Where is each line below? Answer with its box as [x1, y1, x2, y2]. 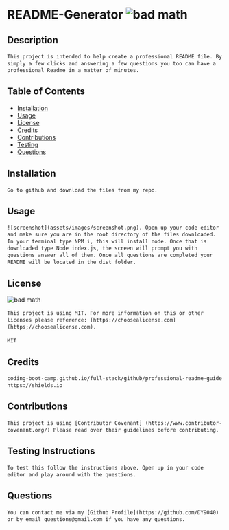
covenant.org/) [7, 426, 51, 433]
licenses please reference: [7, 317, 88, 324]
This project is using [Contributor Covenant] [7, 419, 143, 426]
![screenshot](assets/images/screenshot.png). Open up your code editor [7, 224, 219, 232]
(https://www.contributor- [145, 419, 223, 426]
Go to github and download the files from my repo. [7, 186, 158, 194]
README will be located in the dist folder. [7, 258, 136, 266]
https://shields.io [7, 382, 63, 389]
